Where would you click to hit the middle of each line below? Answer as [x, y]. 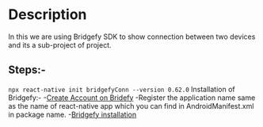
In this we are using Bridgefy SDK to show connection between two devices [132, 37]
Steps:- [27, 70]
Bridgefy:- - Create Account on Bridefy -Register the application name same [132, 98]
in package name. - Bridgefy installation [72, 114]
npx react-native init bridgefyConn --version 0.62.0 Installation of [122, 89]
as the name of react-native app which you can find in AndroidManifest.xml [131, 106]
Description [48, 15]
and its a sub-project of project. [60, 44]
